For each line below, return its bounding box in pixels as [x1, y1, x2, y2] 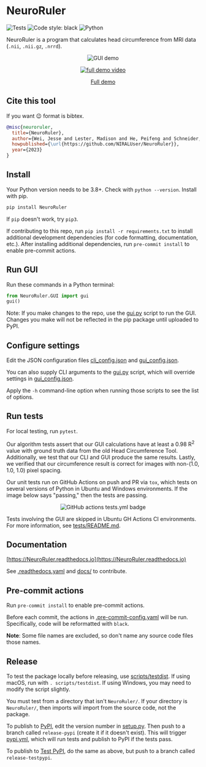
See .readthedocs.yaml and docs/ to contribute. [6, 568, 128, 575]
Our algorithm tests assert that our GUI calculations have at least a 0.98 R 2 [6, 439, 195, 448]
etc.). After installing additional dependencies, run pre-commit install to [6, 240, 190, 247]
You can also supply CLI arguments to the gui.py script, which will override [6, 369, 195, 376]
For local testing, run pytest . [6, 427, 78, 434]
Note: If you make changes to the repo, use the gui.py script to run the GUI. [6, 309, 197, 317]
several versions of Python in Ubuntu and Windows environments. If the [6, 485, 188, 492]
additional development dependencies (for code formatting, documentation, [6, 234, 198, 241]
